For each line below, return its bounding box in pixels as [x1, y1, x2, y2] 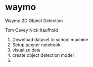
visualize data [12, 47, 41, 53]
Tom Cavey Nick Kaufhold [5, 27, 58, 33]
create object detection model [12, 52, 74, 58]
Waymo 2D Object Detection [5, 18, 63, 23]
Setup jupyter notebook [12, 42, 61, 47]
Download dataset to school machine [12, 36, 88, 43]
